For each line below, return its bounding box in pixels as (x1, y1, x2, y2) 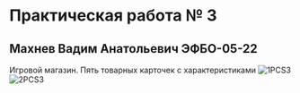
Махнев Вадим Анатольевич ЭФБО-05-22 (9, 41, 258, 56)
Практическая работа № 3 (9, 5, 217, 26)
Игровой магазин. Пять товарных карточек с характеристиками (9, 64, 256, 75)
